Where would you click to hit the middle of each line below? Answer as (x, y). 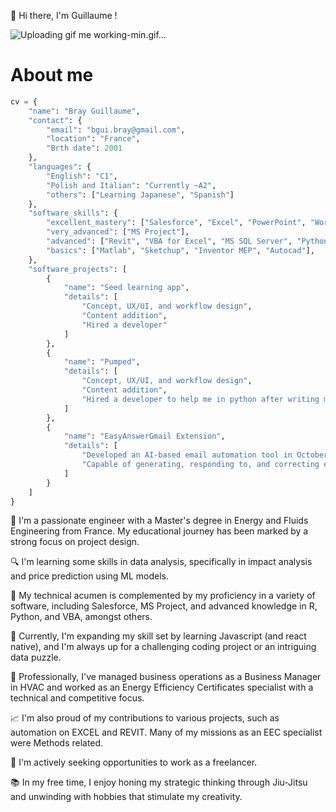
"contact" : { (55, 120)
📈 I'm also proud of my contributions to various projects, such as (145, 718)
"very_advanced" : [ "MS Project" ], (118, 232)
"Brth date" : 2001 (84, 148)
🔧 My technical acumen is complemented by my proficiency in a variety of (163, 596)
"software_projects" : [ (78, 269)
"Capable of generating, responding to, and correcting (200, 465)
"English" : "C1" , (82, 176)
